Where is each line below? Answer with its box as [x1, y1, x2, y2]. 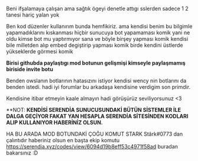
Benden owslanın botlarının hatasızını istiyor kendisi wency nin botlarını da [6, 77, 187, 84]
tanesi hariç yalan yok [6, 11, 60, 18]
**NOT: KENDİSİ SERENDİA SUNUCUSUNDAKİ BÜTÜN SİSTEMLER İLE [6, 107, 181, 113]
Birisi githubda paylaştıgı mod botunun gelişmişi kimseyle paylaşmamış [6, 59, 186, 66]
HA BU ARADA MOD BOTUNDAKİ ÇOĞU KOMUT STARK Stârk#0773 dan [6, 130, 183, 137]
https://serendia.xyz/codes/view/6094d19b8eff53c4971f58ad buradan [6, 143, 178, 150]
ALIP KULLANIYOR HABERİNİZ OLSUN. [6, 119, 103, 126]
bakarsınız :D [6, 149, 38, 156]
